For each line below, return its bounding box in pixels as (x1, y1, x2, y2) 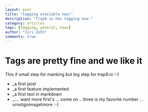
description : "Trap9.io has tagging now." (5, 16, 93, 21)
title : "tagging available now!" (5, 12, 73, 17)
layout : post (5, 7, 32, 12)
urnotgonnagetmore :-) (12, 101, 59, 107)
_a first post (12, 81, 36, 87)
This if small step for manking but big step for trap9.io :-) (5, 71, 119, 77)
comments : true (5, 35, 36, 39)
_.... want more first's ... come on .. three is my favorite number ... (12, 96, 144, 102)
